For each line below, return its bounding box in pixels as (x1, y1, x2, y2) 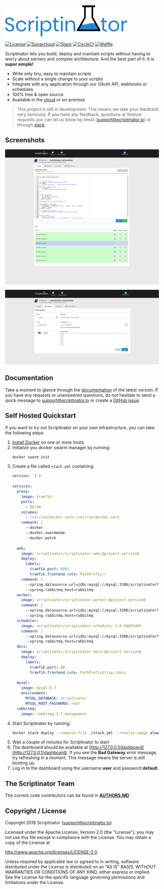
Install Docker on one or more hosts (12, 439, 84, 445)
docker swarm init (12, 455, 50, 459)
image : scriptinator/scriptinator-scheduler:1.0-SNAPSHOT (21, 623, 142, 628)
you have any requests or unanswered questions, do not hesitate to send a (5, 392, 155, 398)
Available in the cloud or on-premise (12, 97, 85, 102)
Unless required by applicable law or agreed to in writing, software (5, 859, 139, 864)
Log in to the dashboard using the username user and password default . (12, 765, 159, 771)
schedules (12, 86, 33, 92)
